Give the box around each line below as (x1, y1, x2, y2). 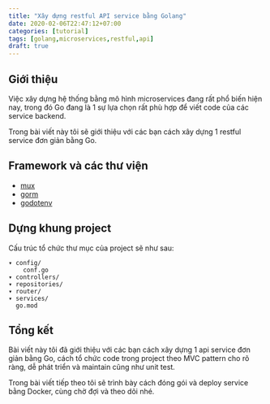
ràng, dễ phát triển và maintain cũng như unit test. (8, 363, 176, 372)
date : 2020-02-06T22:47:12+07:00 (8, 20, 122, 28)
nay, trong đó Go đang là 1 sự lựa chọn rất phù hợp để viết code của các (8, 102, 250, 112)
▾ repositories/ (8, 280, 63, 289)
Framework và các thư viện (8, 159, 148, 173)
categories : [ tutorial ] (8, 27, 89, 35)
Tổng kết (8, 323, 54, 337)
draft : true (8, 42, 49, 50)
